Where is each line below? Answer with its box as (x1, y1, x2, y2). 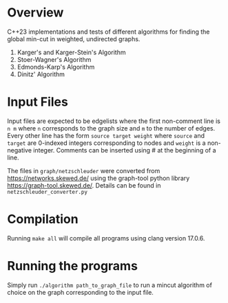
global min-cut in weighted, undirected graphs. (7, 34, 141, 43)
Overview (7, 5, 64, 21)
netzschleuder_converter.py (7, 188, 88, 195)
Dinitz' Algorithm (17, 70, 65, 78)
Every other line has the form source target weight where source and (7, 131, 205, 139)
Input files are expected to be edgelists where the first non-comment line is (7, 117, 220, 125)
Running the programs (7, 258, 138, 273)
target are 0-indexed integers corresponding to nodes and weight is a (7, 139, 206, 147)
